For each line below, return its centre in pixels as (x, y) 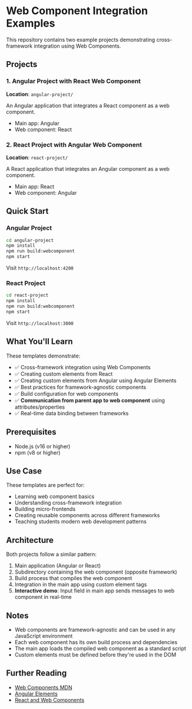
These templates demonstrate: (43, 356)
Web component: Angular (46, 193)
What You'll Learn (39, 342)
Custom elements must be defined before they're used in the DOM (95, 654)
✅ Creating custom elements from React (64, 374)
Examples (31, 23)
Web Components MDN (43, 687)
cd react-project (27, 296)
